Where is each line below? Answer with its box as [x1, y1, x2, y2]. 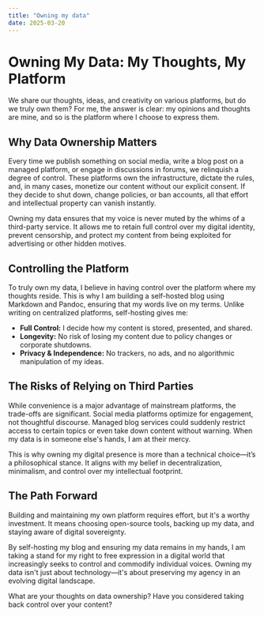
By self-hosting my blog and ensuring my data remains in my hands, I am [8, 542, 246, 551]
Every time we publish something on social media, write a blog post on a [8, 156, 244, 166]
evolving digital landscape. [8, 576, 96, 585]
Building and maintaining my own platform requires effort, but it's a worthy [8, 510, 251, 520]
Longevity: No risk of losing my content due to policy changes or [19, 332, 233, 341]
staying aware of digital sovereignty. [8, 527, 126, 536]
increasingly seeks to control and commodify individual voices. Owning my [8, 559, 252, 569]
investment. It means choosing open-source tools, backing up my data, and [8, 518, 255, 528]
